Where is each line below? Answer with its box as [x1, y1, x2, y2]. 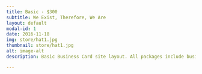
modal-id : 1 [6, 25, 36, 32]
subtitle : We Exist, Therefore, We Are [6, 14, 106, 20]
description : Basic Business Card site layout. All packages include [6, 54, 185, 60]
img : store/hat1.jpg [6, 37, 58, 43]
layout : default [6, 20, 47, 26]
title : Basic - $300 [6, 8, 58, 15]
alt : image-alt [6, 48, 44, 54]
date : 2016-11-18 [6, 31, 50, 37]
